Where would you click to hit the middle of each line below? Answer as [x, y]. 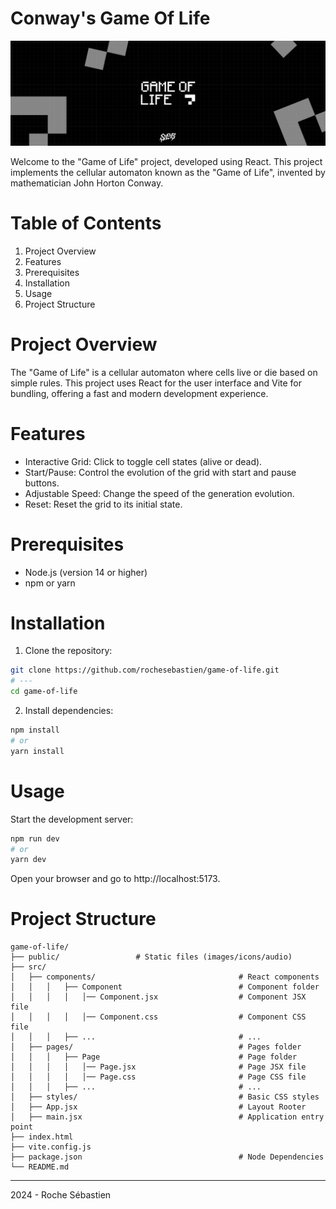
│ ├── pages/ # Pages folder [156, 1047]
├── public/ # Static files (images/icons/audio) [151, 957]
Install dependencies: [69, 711]
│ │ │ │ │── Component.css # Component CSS [158, 1017]
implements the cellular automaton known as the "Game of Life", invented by [168, 172]
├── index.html [42, 1137]
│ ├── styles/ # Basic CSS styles [165, 1097]
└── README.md [40, 1167]
